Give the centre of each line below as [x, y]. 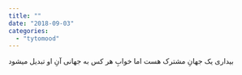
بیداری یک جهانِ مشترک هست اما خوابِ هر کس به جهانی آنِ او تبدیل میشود [121, 61]
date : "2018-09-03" [41, 23]
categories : [28, 31]
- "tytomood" [38, 38]
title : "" [25, 16]
